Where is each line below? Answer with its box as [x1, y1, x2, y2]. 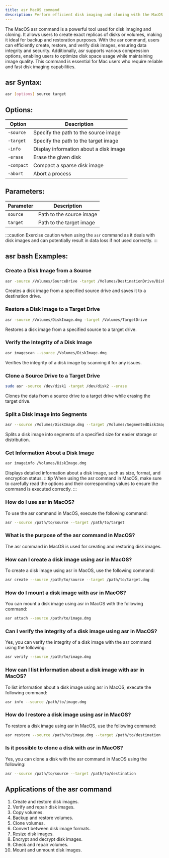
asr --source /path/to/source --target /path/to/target [5, 520, 125, 525]
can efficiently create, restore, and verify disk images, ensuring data [5, 42, 147, 48]
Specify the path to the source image [33, 129, 121, 136]
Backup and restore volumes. [12, 815, 74, 821]
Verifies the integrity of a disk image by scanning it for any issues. [5, 359, 142, 365]
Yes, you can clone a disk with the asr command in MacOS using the [5, 756, 147, 762]
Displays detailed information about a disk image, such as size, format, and [5, 470, 161, 476]
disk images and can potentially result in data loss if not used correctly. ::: [5, 237, 158, 243]
